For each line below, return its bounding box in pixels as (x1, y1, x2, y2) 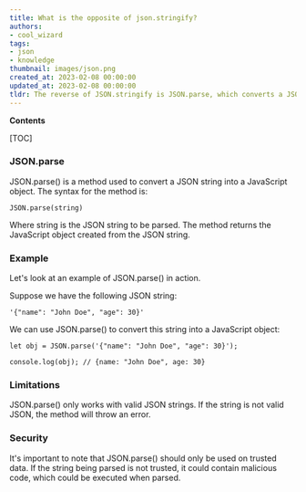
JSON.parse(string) (9, 203, 84, 213)
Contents (9, 115, 46, 126)
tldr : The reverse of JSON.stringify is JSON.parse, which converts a (9, 89, 283, 99)
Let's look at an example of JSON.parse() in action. (9, 273, 201, 284)
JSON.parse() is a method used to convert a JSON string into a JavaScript (9, 175, 288, 187)
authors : (9, 22, 43, 31)
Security (9, 432, 48, 445)
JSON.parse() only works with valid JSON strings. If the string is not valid (9, 399, 284, 411)
